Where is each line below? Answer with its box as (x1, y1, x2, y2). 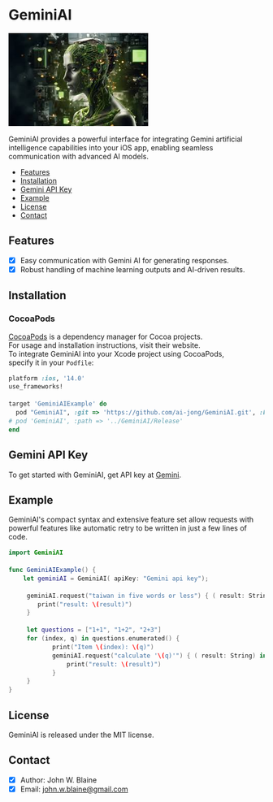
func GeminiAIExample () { (8, 566, 96, 574)
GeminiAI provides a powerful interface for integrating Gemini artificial (8, 134, 243, 144)
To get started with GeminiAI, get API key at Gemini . (8, 470, 181, 479)
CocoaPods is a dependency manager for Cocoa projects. (8, 332, 203, 341)
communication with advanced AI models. (8, 151, 149, 161)
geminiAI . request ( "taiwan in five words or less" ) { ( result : (26, 592, 245, 600)
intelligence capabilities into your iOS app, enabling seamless (8, 142, 214, 152)
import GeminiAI (8, 548, 63, 557)
